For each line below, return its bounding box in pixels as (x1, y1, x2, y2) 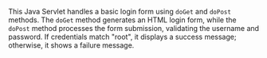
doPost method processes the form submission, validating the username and (8, 24, 260, 33)
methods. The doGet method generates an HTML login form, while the (8, 15, 237, 25)
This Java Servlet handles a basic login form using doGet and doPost (8, 7, 231, 16)
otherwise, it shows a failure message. (8, 41, 135, 50)
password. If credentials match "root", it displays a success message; (8, 32, 237, 41)
